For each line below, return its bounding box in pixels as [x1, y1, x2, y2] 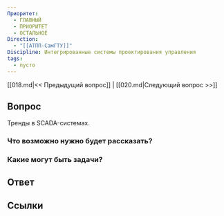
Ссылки [7, 200, 44, 212]
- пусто [13, 62, 36, 69]
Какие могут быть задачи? [7, 155, 103, 165]
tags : [7, 55, 23, 62]
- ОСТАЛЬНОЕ [13, 29, 48, 37]
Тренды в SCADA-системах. [7, 119, 90, 127]
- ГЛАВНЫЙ [13, 17, 41, 24]
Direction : [7, 36, 39, 43]
